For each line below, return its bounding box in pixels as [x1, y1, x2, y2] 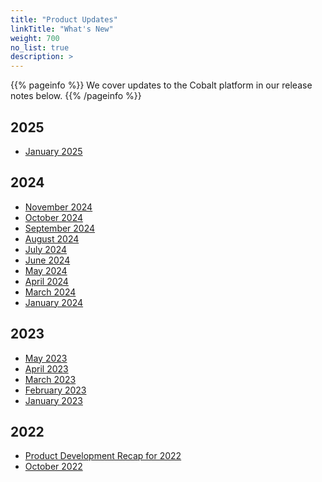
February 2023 [24, 384, 87, 396]
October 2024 [24, 211, 84, 223]
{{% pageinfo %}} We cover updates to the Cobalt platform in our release [10, 79, 313, 91]
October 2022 [24, 461, 83, 473]
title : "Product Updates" [10, 14, 118, 25]
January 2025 [24, 145, 83, 157]
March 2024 [24, 286, 77, 298]
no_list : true [10, 42, 70, 53]
